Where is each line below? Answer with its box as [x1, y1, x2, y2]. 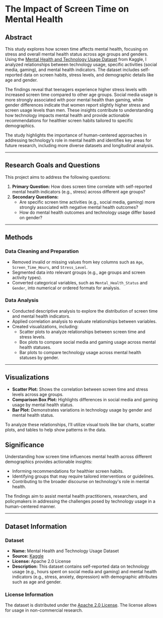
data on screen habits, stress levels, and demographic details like [23, 72, 154, 77]
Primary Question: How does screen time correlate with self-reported [12, 184, 152, 189]
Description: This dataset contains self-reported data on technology [12, 563, 149, 569]
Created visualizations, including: [12, 323, 79, 329]
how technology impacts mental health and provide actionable [5, 112, 130, 118]
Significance [5, 441, 45, 449]
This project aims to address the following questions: [5, 174, 111, 180]
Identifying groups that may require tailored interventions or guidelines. [12, 473, 154, 479]
